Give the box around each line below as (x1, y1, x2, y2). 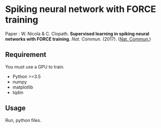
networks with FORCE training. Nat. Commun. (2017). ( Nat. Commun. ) (5, 36, 151, 42)
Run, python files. (5, 117, 41, 123)
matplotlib (12, 84, 33, 90)
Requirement (5, 50, 46, 59)
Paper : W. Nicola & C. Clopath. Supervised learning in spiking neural (5, 30, 149, 36)
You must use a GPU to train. (5, 63, 64, 69)
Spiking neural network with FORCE (5, 3, 156, 15)
